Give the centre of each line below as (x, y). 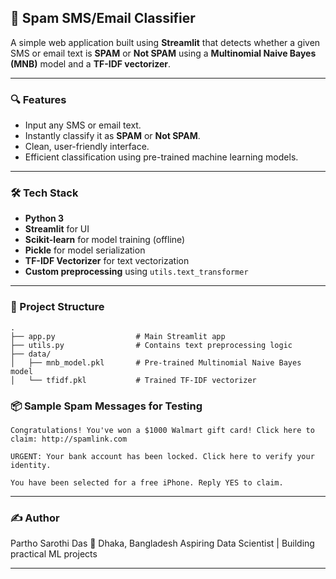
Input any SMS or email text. (83, 125)
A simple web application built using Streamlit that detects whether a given (165, 42)
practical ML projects (54, 554)
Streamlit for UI (57, 229)
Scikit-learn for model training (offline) (105, 240)
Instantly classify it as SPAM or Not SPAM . (112, 136)
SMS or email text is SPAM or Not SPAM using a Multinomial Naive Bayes (163, 53)
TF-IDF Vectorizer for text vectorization (107, 261)
